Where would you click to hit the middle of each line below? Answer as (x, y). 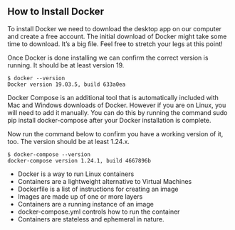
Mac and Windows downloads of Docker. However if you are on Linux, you (117, 105)
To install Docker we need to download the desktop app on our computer (115, 28)
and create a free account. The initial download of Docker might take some (117, 36)
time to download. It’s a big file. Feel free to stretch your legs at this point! (115, 44)
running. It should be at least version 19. (66, 65)
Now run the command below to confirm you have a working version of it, (115, 133)
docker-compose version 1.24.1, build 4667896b (79, 160)
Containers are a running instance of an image (86, 204)
